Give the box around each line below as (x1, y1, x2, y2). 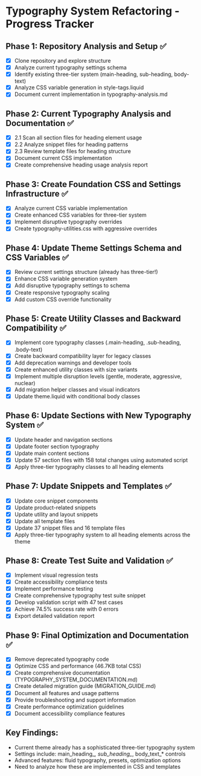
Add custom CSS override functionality (14, 296, 112, 303)
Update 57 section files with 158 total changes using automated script (14, 456, 188, 463)
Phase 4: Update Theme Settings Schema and (5, 243, 182, 253)
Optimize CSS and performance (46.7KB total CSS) (14, 663, 142, 670)
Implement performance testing (14, 585, 94, 593)
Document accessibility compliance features (14, 710, 125, 717)
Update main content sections (14, 450, 90, 457)
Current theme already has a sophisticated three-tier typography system (14, 743, 196, 751)
